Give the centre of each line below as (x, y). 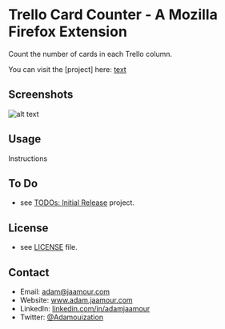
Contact (29, 273)
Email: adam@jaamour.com (65, 291)
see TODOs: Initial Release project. (77, 203)
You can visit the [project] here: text (67, 69)
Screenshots (41, 95)
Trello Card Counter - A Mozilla (113, 15)
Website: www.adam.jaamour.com (76, 300)
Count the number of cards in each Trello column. (90, 54)
